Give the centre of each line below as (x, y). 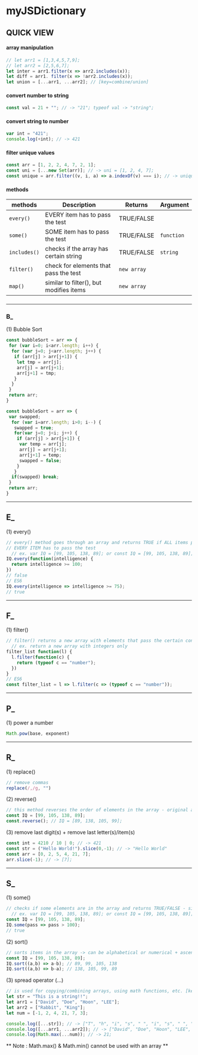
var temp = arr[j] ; (43, 444)
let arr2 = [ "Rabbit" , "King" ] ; (46, 1007)
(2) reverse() (22, 799)
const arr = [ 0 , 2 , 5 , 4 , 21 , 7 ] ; (49, 854)
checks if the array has (77, 249)
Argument (174, 205)
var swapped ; (25, 417)
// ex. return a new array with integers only (70, 646)
